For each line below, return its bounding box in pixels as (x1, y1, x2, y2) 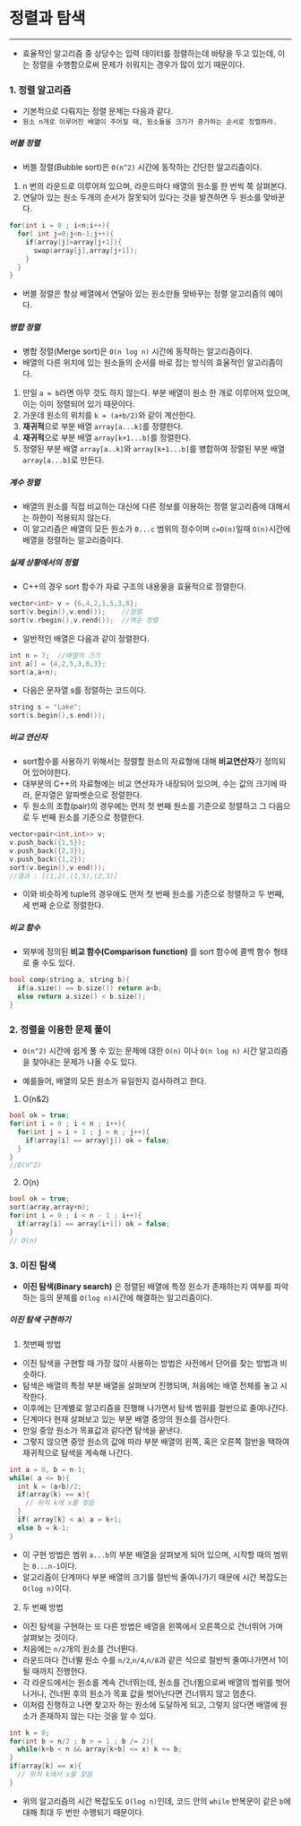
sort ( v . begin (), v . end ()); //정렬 (9, 607, 142, 616)
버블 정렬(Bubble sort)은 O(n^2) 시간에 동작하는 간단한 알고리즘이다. (21, 162, 262, 173)
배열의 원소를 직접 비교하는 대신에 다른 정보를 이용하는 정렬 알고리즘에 (21, 501, 267, 512)
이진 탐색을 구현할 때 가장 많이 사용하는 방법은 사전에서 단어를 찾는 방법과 (21, 1357, 279, 1368)
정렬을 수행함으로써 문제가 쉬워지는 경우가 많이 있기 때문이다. (31, 59, 245, 70)
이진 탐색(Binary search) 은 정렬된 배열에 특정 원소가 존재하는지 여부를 (21, 1280, 272, 1291)
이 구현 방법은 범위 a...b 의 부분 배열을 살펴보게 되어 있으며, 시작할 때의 (21, 1549, 271, 1560)
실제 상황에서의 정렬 (9, 556, 79, 567)
